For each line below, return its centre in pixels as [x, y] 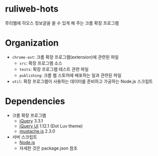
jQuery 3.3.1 [31, 121]
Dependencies [35, 101]
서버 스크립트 [25, 137]
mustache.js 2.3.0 [37, 131]
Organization [32, 43]
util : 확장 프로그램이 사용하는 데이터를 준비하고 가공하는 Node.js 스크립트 [82, 81]
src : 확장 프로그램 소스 [41, 63]
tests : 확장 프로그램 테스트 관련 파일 [54, 69]
